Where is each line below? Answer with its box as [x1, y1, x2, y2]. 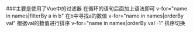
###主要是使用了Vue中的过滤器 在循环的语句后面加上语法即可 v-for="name [6, 5, 188, 12]
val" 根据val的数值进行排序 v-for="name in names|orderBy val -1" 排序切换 [6, 20, 185, 26]
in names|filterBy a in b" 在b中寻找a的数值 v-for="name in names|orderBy [6, 12, 184, 19]
